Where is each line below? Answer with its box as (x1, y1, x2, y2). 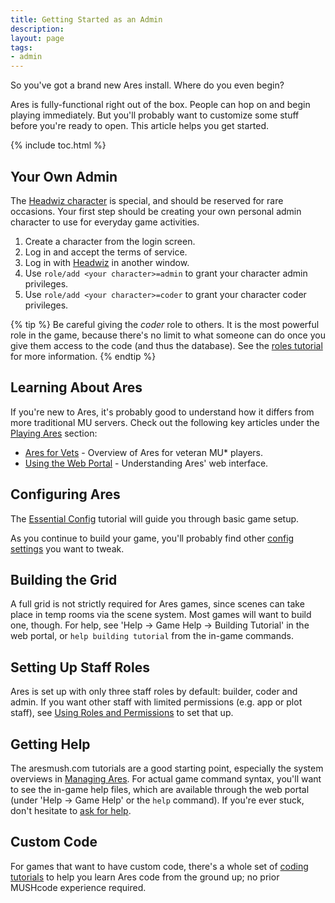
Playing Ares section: (10, 427, 98, 439)
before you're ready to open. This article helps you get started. (10, 120, 270, 132)
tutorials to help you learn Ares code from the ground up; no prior (10, 871, 280, 883)
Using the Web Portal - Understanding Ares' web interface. (24, 457, 269, 469)
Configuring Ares (10, 486, 121, 503)
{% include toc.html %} (10, 139, 107, 151)
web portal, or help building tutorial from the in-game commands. (10, 630, 294, 642)
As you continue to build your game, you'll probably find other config (10, 532, 295, 544)
